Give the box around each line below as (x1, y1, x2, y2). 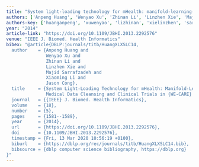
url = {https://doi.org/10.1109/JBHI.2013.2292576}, (11, 124, 161, 130)
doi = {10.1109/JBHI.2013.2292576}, (11, 130, 118, 136)
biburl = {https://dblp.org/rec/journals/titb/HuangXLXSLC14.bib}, (11, 140, 190, 147)
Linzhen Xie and (46, 63, 86, 70)
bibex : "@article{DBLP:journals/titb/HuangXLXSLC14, (6, 42, 139, 48)
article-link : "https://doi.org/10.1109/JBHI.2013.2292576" (6, 31, 158, 37)
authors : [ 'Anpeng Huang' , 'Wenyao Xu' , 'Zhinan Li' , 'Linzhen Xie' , (6, 14, 182, 20)
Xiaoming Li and (46, 75, 86, 81)
